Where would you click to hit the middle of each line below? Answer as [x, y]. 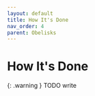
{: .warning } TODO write [42, 86]
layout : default [30, 13]
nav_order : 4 [26, 26]
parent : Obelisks [32, 33]
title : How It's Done [38, 20]
